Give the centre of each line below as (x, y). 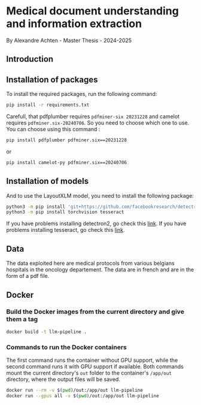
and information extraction (74, 24)
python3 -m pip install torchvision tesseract (65, 212)
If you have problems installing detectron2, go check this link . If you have (96, 223)
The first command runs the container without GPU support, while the (92, 360)
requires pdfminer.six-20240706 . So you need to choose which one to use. (98, 123)
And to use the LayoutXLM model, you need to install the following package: (100, 195)
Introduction (30, 59)
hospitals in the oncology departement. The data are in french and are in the (100, 270)
